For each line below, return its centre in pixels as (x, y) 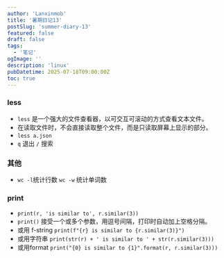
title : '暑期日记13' (35, 20)
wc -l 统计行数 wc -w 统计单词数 (62, 179)
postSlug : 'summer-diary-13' (49, 26)
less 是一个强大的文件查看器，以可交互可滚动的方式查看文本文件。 (112, 118)
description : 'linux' (38, 65)
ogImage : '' (24, 59)
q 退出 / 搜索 (35, 143)
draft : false (26, 40)
